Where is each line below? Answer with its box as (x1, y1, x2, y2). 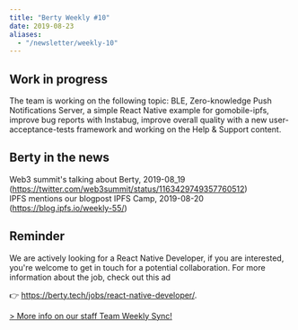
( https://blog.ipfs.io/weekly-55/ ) (9, 202, 127, 213)
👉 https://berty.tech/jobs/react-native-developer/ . (9, 290, 197, 300)
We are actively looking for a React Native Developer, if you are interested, (9, 253, 285, 263)
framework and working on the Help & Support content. (75, 124, 282, 135)
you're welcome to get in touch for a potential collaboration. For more (9, 262, 267, 272)
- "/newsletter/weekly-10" (17, 38, 118, 48)
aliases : (9, 30, 42, 39)
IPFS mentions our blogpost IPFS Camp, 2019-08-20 (9, 192, 205, 203)
